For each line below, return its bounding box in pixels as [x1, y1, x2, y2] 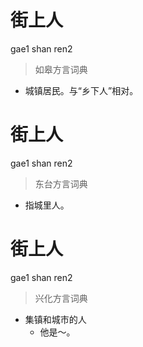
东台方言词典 [34, 177, 88, 190]
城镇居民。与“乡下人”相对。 [24, 84, 139, 96]
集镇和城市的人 [24, 313, 87, 325]
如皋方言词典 [34, 63, 88, 75]
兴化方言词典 [34, 292, 88, 304]
